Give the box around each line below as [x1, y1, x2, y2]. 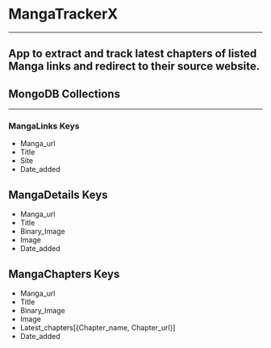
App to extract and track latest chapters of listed [8, 47, 257, 61]
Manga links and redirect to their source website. [8, 60, 261, 73]
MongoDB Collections [8, 86, 121, 101]
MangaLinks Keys [8, 120, 80, 132]
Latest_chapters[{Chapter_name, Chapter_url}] [19, 323, 176, 333]
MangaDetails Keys [8, 187, 108, 202]
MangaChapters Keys [8, 267, 120, 281]
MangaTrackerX [8, 5, 119, 23]
